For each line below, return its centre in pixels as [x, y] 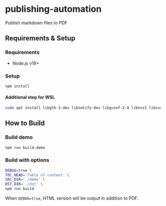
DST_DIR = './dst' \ [24, 184]
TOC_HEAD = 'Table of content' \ [37, 175]
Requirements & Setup [40, 38]
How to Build [25, 123]
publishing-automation [53, 9]
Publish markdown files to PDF [36, 23]
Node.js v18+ [26, 63]
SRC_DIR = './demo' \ [25, 180]
